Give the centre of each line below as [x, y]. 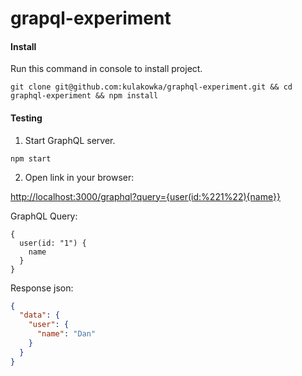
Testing [26, 118]
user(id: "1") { [53, 243]
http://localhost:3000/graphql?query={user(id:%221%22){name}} [146, 196]
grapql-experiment [91, 18]
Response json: [42, 288]
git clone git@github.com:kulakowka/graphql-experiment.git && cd [151, 87]
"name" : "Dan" [66, 334]
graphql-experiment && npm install [84, 96]
